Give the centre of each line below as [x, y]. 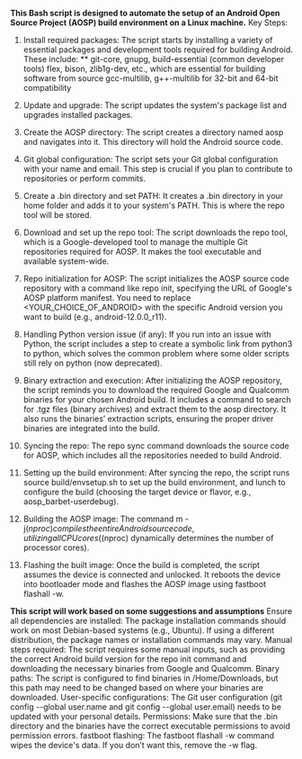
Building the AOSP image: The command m [103, 519]
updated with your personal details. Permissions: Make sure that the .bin [144, 716]
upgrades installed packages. [78, 115]
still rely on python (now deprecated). [93, 363]
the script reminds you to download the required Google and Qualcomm [156, 390]
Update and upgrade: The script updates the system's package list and [155, 105]
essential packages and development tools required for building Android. [158, 50]
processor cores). [56, 547]
